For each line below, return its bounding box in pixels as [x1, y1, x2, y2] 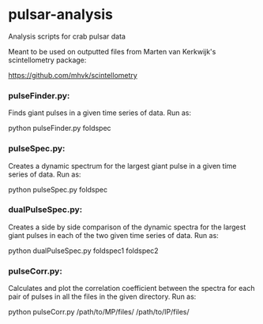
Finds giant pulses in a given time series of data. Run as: [8, 108, 192, 117]
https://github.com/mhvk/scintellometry [8, 70, 138, 80]
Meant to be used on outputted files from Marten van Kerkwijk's [8, 47, 216, 56]
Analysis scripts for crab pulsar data [8, 32, 126, 41]
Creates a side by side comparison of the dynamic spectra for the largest [8, 222, 246, 232]
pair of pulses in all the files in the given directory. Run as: [8, 292, 197, 301]
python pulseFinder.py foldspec [8, 124, 112, 133]
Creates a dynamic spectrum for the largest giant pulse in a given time [8, 161, 237, 170]
